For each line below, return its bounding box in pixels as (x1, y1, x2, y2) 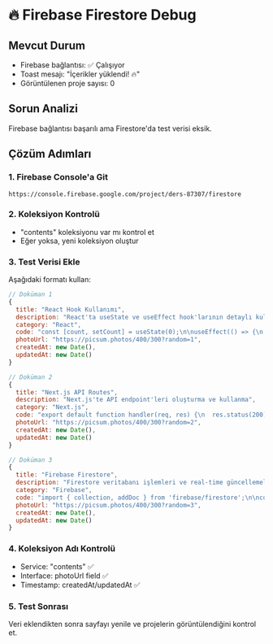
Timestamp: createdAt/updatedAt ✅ (19, 580, 141, 590)
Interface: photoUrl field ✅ (19, 571, 109, 581)
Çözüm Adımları (8, 147, 92, 161)
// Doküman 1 (8, 290, 53, 298)
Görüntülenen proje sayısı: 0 (19, 79, 115, 88)
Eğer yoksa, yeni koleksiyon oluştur (19, 236, 139, 246)
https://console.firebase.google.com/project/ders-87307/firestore (8, 189, 242, 198)
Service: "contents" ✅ (19, 561, 94, 571)
